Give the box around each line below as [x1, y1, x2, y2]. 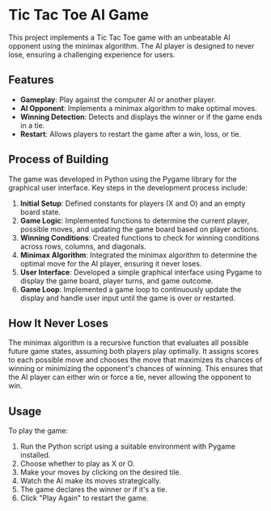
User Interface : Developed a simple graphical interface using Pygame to [19, 267, 262, 277]
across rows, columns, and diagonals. [19, 241, 147, 251]
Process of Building [8, 152, 109, 167]
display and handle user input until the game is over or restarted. [19, 293, 236, 303]
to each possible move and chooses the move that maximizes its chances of [8, 355, 263, 365]
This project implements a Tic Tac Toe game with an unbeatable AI [8, 32, 231, 42]
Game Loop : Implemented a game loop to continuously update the [19, 284, 242, 294]
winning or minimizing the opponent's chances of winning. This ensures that [8, 364, 263, 373]
